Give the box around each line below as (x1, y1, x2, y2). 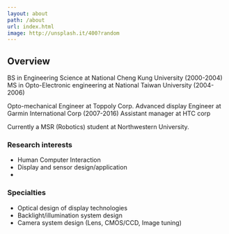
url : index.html (7, 23, 54, 30)
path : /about (7, 17, 45, 24)
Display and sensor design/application (17, 163, 127, 172)
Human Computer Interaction (17, 156, 101, 164)
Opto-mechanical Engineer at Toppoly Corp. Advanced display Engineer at (7, 102, 221, 110)
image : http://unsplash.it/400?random (7, 29, 120, 37)
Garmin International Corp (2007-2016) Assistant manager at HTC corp (7, 109, 211, 118)
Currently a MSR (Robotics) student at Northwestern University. (7, 123, 189, 131)
